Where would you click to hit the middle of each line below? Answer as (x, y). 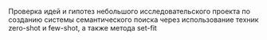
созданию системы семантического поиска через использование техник (133, 20)
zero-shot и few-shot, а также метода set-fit (82, 28)
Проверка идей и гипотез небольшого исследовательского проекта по (130, 11)
